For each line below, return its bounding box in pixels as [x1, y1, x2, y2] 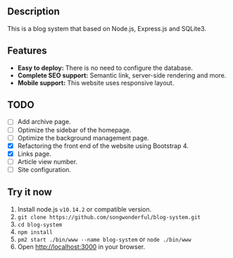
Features [7, 45, 47, 57]
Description [7, 6, 60, 18]
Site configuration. [17, 165, 72, 173]
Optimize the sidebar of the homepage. [17, 125, 132, 134]
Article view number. [17, 157, 77, 166]
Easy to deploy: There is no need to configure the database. [17, 63, 194, 72]
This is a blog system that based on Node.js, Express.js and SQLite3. [7, 24, 206, 32]
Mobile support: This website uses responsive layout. [17, 78, 175, 87]
